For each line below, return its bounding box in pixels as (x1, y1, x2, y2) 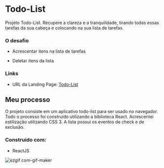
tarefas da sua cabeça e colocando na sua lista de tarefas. (5, 25, 124, 30)
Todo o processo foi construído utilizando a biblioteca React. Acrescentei (5, 114, 154, 120)
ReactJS (12, 147, 30, 153)
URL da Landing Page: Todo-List (12, 81, 78, 87)
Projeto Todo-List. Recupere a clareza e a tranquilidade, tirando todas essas (5, 20, 159, 26)
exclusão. (5, 124, 25, 130)
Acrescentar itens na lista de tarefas (12, 48, 86, 55)
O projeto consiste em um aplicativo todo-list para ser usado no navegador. (5, 109, 159, 114)
